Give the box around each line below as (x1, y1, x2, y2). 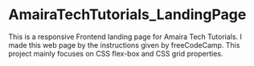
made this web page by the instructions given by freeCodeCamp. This (8, 40, 240, 49)
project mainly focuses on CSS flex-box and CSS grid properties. (8, 49, 223, 58)
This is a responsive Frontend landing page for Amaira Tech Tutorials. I (8, 32, 243, 41)
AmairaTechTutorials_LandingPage (8, 6, 247, 24)
